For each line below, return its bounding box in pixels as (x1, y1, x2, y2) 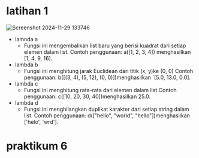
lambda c (14, 80, 38, 87)
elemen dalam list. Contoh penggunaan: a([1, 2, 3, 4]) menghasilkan (23, 48, 191, 55)
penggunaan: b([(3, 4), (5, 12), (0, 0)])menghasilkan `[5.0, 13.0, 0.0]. (23, 74, 191, 81)
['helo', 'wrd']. (23, 118, 59, 125)
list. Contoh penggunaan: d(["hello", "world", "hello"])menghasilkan (23, 112, 191, 119)
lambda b (14, 61, 38, 68)
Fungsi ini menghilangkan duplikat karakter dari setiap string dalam (23, 105, 190, 113)
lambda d (14, 99, 38, 106)
